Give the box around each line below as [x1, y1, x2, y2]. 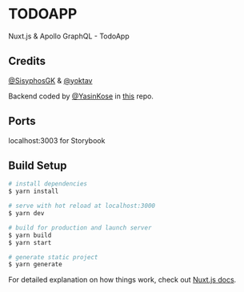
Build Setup [8, 158, 67, 172]
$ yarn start [8, 238, 52, 246]
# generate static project [8, 253, 98, 261]
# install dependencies [8, 180, 88, 188]
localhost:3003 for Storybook [8, 135, 106, 145]
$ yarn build [8, 231, 52, 239]
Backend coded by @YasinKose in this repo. [8, 91, 154, 101]
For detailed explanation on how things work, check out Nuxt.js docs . [8, 275, 237, 285]
